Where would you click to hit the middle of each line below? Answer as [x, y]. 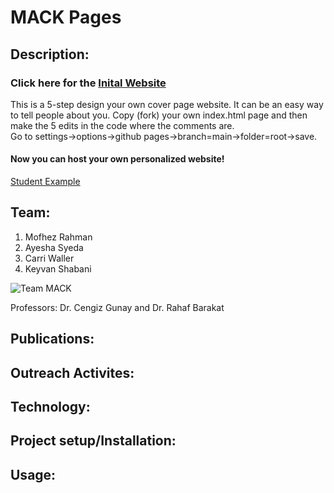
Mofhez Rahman [58, 237]
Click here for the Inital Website [88, 83]
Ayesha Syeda [54, 247]
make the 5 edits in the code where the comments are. [122, 125]
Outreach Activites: [72, 372]
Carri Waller [49, 258]
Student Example [45, 182]
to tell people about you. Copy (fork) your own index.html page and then [159, 115]
